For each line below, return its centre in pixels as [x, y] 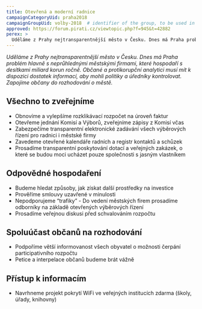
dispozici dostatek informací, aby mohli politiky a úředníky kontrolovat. [94, 76]
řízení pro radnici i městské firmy [55, 135]
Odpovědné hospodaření [54, 173]
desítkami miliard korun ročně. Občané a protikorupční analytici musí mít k [99, 70]
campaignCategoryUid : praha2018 [47, 17]
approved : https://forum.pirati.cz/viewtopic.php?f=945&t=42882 [88, 29]
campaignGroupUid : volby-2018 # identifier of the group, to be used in [101, 23]
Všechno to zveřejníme [50, 101]
